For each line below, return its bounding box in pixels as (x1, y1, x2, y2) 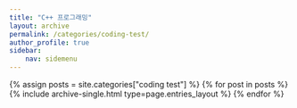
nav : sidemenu (25, 54, 78, 63)
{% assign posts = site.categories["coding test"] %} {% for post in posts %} (9, 79, 288, 89)
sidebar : (9, 46, 42, 55)
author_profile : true (9, 37, 90, 47)
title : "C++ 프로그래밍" (9, 12, 92, 22)
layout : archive (9, 21, 70, 30)
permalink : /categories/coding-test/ (9, 29, 150, 38)
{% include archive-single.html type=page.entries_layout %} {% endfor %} (9, 88, 285, 99)
